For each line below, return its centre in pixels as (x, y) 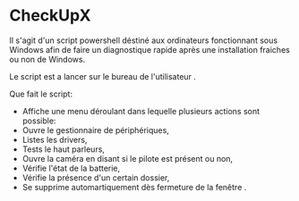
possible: (39, 121)
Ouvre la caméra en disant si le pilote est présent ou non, (128, 158)
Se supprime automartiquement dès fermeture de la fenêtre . (134, 187)
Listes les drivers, (55, 139)
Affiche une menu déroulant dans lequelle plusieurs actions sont (141, 111)
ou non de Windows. (47, 59)
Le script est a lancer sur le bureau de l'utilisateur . (103, 76)
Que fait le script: (41, 94)
